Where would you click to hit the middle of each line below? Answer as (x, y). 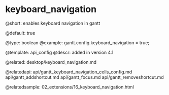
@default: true (20, 33)
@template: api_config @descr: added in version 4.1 (59, 52)
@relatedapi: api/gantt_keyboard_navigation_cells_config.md (69, 72)
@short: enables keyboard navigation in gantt (53, 23)
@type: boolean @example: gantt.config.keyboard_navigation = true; (77, 42)
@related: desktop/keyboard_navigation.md (51, 62)
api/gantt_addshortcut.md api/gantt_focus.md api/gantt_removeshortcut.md (84, 77)
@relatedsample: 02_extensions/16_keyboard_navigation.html (70, 87)
